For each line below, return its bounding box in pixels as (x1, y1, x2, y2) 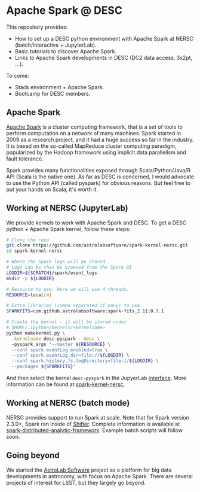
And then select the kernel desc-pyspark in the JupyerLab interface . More (6, 375, 187, 382)
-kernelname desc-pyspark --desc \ (11, 336, 100, 342)
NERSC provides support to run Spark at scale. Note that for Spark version (6, 414, 190, 421)
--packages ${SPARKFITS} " (11, 363, 76, 370)
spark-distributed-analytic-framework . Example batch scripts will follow (6, 426, 183, 434)
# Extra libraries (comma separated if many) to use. (6, 303, 143, 309)
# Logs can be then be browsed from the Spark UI (6, 265, 133, 271)
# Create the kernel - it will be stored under (6, 319, 127, 325)
